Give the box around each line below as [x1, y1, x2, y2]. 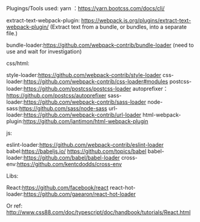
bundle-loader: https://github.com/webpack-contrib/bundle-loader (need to [6, 41, 194, 49]
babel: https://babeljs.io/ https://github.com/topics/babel [6, 147, 147, 155]
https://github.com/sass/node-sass [19, 105, 107, 112]
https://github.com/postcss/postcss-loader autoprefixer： [23, 85, 168, 92]
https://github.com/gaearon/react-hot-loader [23, 190, 136, 198]
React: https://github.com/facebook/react [6, 184, 109, 191]
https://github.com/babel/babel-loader [23, 154, 120, 161]
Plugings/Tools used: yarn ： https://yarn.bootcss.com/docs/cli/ [6, 5, 165, 12]
